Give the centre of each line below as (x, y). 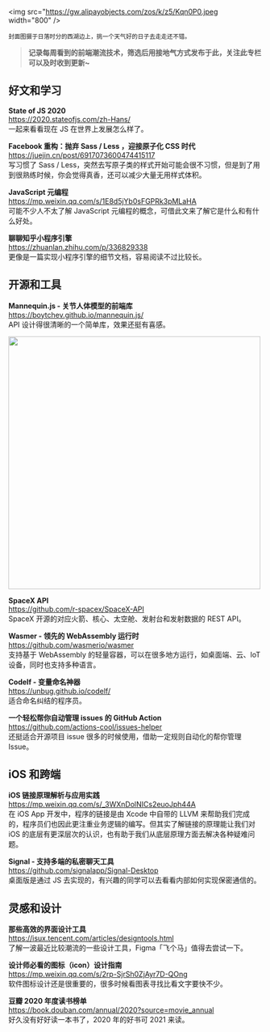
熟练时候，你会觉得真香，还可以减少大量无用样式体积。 (114, 175)
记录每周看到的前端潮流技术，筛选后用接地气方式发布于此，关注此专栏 (145, 53)
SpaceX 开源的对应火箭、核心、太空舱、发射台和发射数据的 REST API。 (127, 619)
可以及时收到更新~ (59, 63)
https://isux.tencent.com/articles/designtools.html (91, 938)
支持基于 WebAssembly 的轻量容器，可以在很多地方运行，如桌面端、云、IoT (135, 654)
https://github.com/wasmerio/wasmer (71, 645)
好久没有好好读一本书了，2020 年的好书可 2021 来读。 (99, 1020)
